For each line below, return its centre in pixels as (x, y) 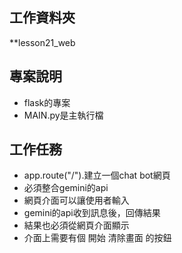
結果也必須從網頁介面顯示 (76, 225)
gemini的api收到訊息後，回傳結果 (92, 213)
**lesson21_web (42, 42)
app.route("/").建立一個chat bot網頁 (97, 175)
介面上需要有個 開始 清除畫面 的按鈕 (97, 238)
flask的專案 (47, 102)
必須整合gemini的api (66, 188)
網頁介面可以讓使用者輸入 (76, 200)
